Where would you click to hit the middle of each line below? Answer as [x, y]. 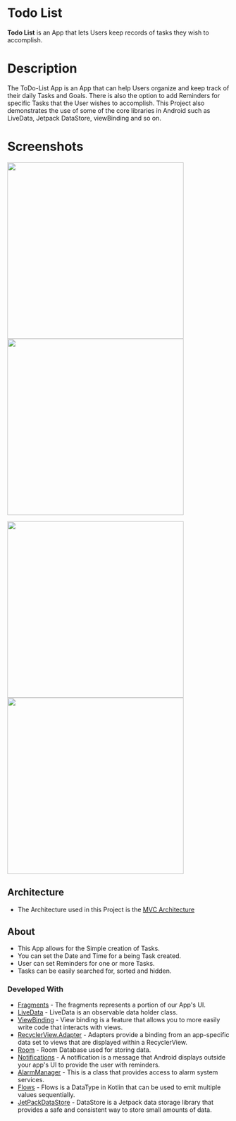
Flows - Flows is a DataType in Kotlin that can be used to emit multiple [119, 1087]
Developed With [35, 989]
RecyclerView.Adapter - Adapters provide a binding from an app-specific [123, 1034]
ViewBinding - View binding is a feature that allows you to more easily [119, 1019]
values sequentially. [46, 1094]
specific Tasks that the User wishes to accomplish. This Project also [106, 103]
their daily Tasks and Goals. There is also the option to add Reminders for [114, 95]
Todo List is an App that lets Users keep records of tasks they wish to [108, 32]
